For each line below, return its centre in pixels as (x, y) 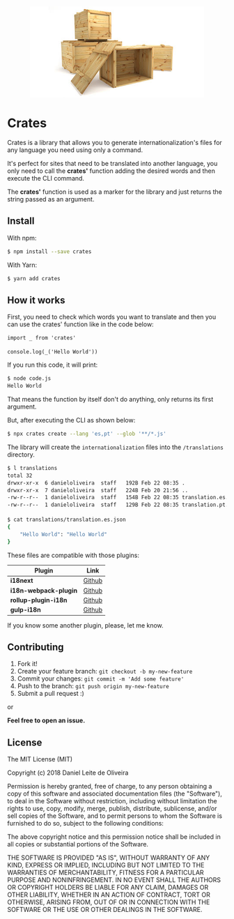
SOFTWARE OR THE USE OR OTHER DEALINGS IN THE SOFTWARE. (105, 910)
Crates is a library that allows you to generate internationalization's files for (115, 142)
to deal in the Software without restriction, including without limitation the (112, 801)
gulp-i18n (25, 610)
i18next (22, 581)
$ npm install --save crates (49, 251)
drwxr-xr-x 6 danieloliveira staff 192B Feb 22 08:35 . (96, 483)
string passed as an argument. (51, 199)
